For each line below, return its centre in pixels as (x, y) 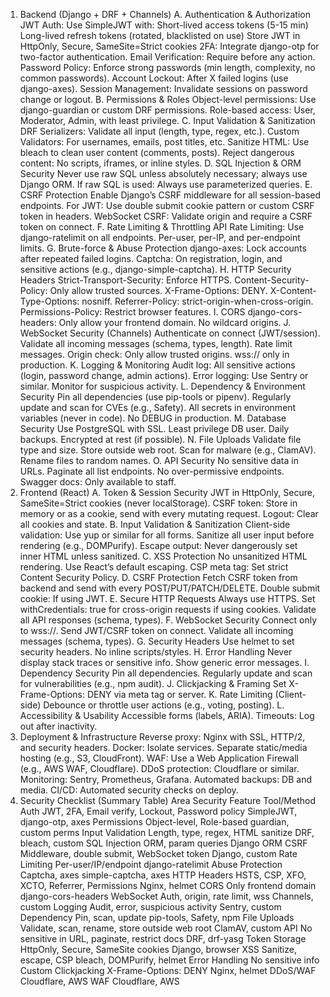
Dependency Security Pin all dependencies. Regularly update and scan (166, 673)
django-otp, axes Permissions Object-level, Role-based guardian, (154, 822)
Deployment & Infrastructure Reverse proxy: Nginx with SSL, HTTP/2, (162, 737)
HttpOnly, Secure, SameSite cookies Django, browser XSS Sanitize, (158, 949)
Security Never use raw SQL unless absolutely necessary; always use (163, 173)
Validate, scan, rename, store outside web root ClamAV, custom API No (166, 928)
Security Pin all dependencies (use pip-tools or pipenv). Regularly (155, 397)
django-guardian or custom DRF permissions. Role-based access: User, (167, 110)
